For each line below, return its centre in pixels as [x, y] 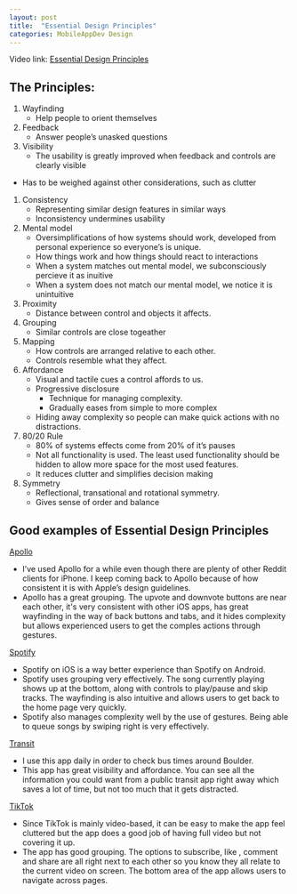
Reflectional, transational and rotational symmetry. [127, 493]
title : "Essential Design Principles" [83, 26]
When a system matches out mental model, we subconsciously [151, 266]
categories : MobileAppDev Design [71, 34]
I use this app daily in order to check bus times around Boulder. [138, 761]
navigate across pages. [65, 880]
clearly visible [61, 165]
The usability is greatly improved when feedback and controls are [156, 156]
